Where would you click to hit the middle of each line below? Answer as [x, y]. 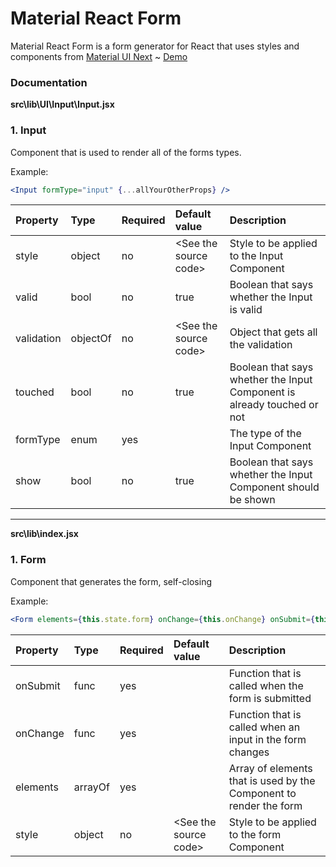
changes [249, 752]
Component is [262, 392]
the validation [261, 345]
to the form [255, 834]
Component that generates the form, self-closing [111, 581]
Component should [274, 487]
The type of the [265, 434]
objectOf [91, 339]
